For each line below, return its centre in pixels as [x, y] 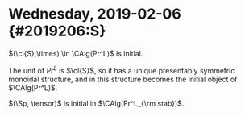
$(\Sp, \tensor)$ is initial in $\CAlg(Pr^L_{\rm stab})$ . [96, 103]
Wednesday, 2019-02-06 [95, 14]
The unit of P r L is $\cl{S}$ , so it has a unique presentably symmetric [122, 69]
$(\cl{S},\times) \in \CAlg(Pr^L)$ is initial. [76, 53]
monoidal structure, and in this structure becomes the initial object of [123, 79]
